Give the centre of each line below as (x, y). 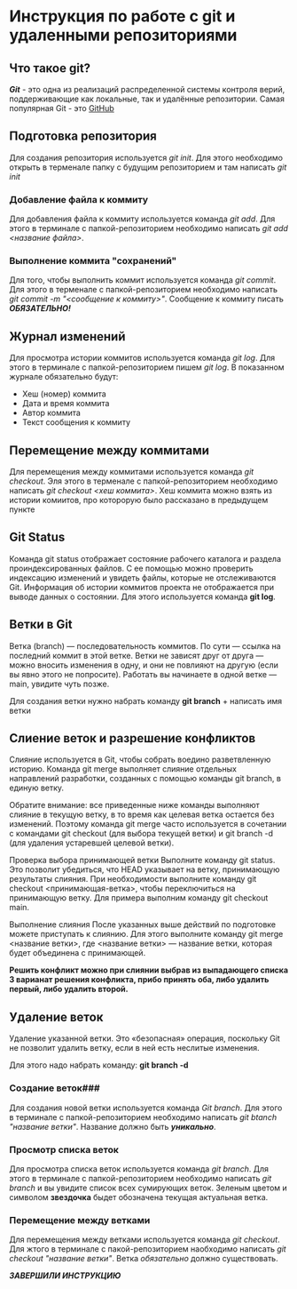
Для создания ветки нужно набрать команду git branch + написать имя (146, 701)
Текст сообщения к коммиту (76, 422)
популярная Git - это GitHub (62, 108)
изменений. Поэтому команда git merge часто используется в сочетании (148, 824)
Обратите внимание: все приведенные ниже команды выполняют (134, 805)
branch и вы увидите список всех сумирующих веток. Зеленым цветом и (148, 1188)
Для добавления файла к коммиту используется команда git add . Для (142, 219)
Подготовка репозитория (83, 136)
